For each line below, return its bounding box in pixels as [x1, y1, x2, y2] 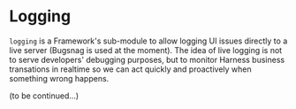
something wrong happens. [9, 73, 110, 83]
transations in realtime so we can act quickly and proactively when [9, 64, 252, 74]
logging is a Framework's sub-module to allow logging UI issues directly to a [9, 35, 288, 46]
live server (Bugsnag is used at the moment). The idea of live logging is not [9, 44, 283, 55]
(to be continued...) [9, 90, 80, 101]
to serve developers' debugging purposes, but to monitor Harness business [9, 54, 285, 65]
